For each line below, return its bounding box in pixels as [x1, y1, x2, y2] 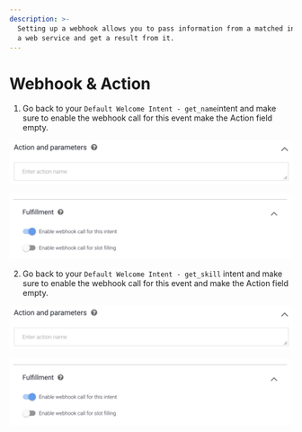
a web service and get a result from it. [17, 33, 175, 42]
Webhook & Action [9, 73, 151, 94]
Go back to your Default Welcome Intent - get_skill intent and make [22, 268, 283, 279]
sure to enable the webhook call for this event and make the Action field [22, 278, 289, 289]
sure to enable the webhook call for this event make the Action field [22, 112, 272, 123]
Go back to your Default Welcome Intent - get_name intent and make [22, 103, 277, 114]
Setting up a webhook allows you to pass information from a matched [17, 23, 283, 33]
